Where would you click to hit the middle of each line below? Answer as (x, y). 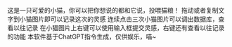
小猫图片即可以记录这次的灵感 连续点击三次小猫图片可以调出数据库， (119, 19)
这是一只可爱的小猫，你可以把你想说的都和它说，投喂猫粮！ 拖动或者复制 (113, 10)
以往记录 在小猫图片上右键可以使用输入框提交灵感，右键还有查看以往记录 (119, 28)
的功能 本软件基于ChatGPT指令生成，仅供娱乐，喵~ (82, 36)
